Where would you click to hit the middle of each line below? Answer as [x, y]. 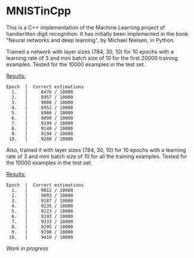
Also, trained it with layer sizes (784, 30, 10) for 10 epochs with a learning [96, 150]
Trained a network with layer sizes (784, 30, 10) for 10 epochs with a [90, 51]
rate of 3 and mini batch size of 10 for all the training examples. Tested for [97, 156]
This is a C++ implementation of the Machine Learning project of [86, 27]
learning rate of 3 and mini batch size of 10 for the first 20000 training [92, 58]
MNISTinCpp [39, 11]
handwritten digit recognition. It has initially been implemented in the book [97, 33]
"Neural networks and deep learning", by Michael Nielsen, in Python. [90, 40]
